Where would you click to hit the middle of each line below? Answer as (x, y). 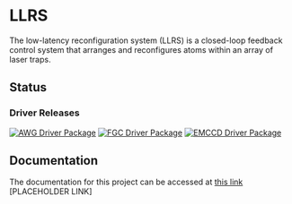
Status (28, 87)
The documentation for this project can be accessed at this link (126, 182)
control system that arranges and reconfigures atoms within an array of (142, 49)
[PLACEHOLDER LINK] (51, 191)
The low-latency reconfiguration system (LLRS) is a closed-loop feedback (146, 40)
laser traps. (30, 59)
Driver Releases (44, 113)
